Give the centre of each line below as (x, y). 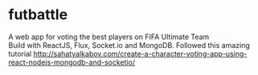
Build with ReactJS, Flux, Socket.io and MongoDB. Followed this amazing (129, 45)
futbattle (38, 15)
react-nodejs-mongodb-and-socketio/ (72, 62)
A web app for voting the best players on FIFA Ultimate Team (109, 37)
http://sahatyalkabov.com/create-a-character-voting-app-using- (140, 53)
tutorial (20, 53)
